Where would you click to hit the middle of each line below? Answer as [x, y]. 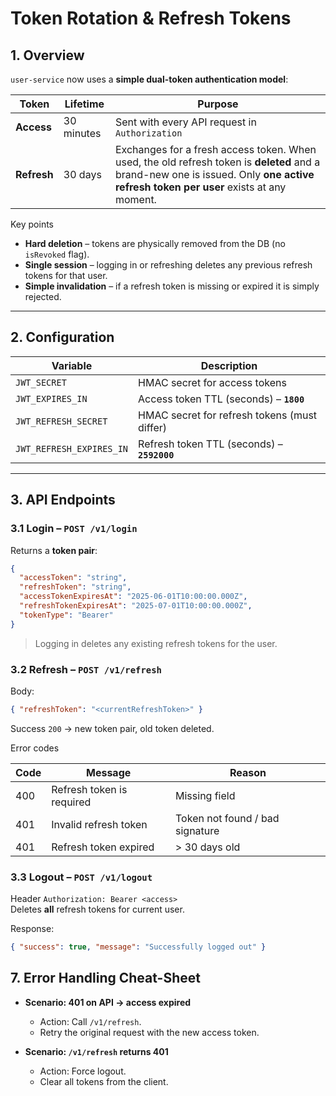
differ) [153, 427]
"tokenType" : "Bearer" [66, 615]
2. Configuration [62, 337]
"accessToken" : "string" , [73, 578]
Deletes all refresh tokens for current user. [97, 909]
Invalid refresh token [99, 824]
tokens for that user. [66, 275]
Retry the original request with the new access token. [149, 1032]
